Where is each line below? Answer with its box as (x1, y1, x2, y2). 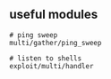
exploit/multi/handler (9, 61, 94, 70)
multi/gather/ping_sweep (9, 38, 102, 47)
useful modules (9, 7, 98, 22)
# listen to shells (9, 53, 82, 63)
